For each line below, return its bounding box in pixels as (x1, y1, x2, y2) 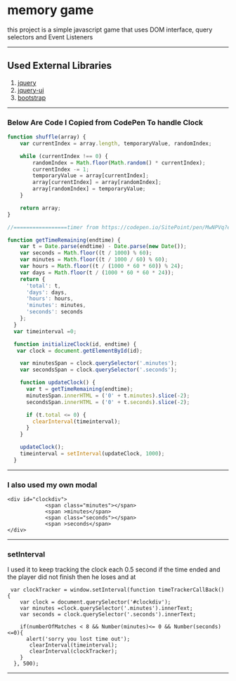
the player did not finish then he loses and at (7, 573, 136, 581)
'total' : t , (25, 282, 61, 290)
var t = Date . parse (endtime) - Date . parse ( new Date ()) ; (20, 243, 188, 250)
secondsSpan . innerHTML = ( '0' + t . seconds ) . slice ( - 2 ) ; (25, 398, 190, 406)
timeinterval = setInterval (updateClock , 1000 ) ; (20, 450, 165, 458)
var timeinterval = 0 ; (13, 327, 77, 335)
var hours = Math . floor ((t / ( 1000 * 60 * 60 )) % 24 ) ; (20, 263, 184, 270)
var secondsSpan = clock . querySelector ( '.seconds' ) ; (20, 366, 178, 374)
